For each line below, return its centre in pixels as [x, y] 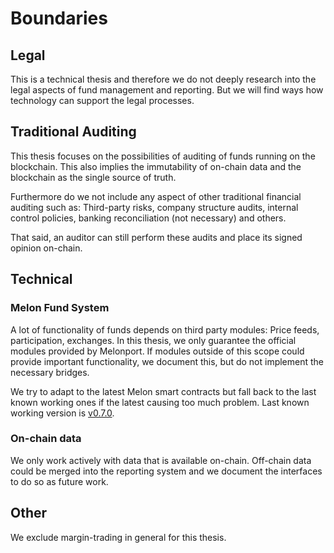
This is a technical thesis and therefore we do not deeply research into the [163, 79]
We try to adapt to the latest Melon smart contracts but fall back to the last [163, 391]
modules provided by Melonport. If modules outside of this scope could [157, 351]
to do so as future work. [59, 481]
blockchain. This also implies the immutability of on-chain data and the [156, 166]
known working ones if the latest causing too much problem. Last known [160, 402]
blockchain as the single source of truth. [93, 177]
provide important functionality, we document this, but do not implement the [167, 361]
